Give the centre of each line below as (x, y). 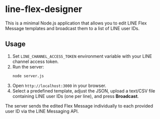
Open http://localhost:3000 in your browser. (59, 85)
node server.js (28, 76)
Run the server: (28, 66)
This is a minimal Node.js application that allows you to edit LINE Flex (76, 23)
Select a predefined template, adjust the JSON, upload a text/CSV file (84, 90)
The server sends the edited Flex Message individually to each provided (79, 105)
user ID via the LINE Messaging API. (42, 111)
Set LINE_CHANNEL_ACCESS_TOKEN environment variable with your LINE (82, 56)
